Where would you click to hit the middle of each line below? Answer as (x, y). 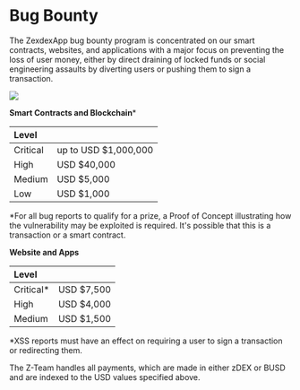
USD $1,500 (85, 318)
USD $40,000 (86, 164)
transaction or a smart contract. (68, 235)
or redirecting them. (46, 350)
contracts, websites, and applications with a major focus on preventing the (147, 49)
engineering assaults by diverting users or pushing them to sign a (130, 69)
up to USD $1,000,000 (105, 150)
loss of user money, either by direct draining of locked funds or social (137, 59)
